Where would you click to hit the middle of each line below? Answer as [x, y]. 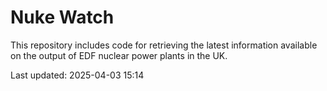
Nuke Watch [62, 17]
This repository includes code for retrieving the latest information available [164, 45]
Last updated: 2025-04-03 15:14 [77, 75]
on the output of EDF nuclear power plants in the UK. [119, 55]
